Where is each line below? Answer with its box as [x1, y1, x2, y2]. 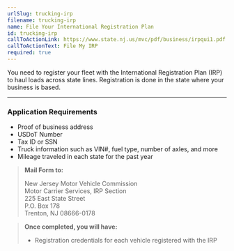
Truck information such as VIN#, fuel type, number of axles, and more [17, 145, 218, 153]
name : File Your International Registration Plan [7, 23, 155, 30]
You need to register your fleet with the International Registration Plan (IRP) [7, 68, 223, 77]
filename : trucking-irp [7, 17, 77, 24]
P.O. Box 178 [24, 201, 61, 210]
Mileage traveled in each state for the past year [17, 153, 153, 161]
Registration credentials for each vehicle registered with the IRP [34, 236, 217, 245]
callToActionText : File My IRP [7, 43, 98, 50]
